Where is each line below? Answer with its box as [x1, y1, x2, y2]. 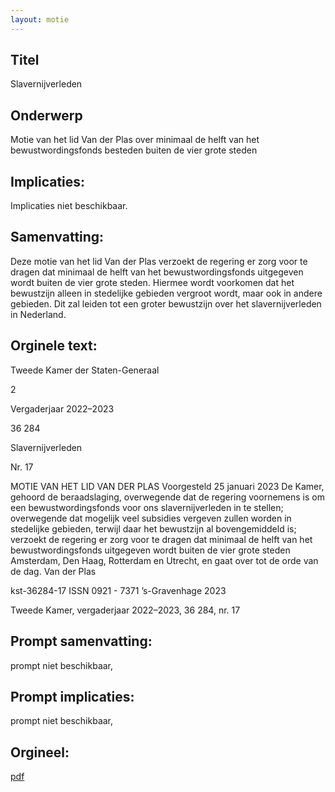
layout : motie [10, 14, 70, 25]
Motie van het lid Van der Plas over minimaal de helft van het [10, 134, 260, 146]
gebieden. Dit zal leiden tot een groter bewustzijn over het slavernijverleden [10, 297, 322, 310]
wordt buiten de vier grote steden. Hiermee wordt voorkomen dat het [10, 276, 295, 288]
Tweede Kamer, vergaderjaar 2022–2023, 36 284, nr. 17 [10, 604, 241, 616]
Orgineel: [10, 744, 70, 761]
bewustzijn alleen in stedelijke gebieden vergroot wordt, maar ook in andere [10, 287, 323, 299]
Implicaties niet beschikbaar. [10, 200, 128, 212]
